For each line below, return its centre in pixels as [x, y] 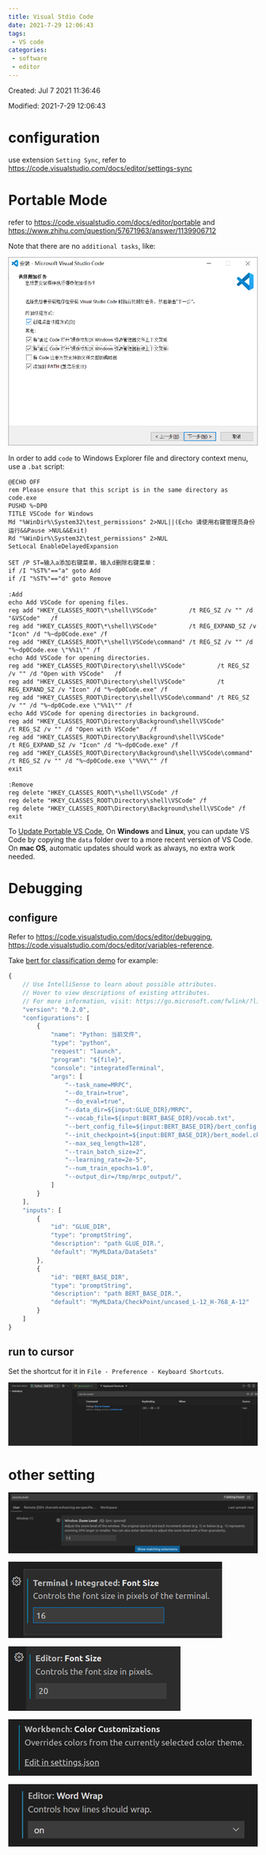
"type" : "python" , [81, 1043]
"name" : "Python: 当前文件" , [96, 1035]
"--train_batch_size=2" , [106, 1152]
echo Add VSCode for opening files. [68, 602]
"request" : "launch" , [86, 1051]
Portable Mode [58, 200]
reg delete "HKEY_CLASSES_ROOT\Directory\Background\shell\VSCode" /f [127, 809]
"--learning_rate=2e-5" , [106, 1160]
